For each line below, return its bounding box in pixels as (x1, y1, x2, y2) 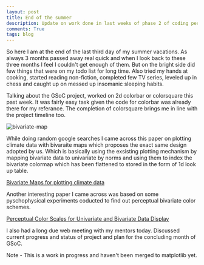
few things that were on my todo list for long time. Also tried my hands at (6, 67, 188, 75)
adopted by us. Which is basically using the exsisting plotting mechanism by (6, 148, 197, 155)
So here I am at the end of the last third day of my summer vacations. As (6, 48, 188, 55)
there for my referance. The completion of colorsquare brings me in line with (6, 105, 198, 112)
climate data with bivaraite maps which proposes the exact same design (6, 141, 187, 149)
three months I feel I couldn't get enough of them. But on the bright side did (6, 61, 195, 69)
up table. (6, 167, 29, 175)
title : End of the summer (6, 15, 72, 21)
